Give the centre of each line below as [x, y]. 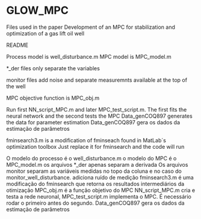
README [17, 45]
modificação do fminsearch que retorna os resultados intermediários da [95, 184]
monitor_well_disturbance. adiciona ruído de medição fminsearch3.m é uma [100, 177]
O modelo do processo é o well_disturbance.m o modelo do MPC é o [91, 158]
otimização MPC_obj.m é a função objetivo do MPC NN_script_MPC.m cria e [101, 190]
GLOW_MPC [38, 10]
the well [16, 86]
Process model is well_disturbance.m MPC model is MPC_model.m [89, 56]
